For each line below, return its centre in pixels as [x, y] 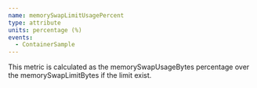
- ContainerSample [45, 45]
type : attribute [34, 23]
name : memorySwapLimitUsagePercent [66, 15]
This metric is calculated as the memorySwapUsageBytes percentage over [129, 67]
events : [21, 37]
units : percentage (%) [45, 30]
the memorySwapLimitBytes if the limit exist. [80, 75]
